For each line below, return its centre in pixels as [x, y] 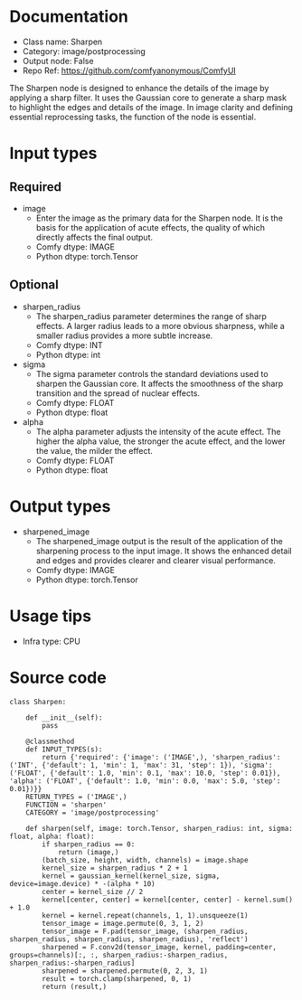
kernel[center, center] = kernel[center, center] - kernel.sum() [168, 900]
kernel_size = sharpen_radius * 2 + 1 [115, 868]
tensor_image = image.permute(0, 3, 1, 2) [123, 923]
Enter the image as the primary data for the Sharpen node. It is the [159, 218]
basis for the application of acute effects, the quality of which [150, 227]
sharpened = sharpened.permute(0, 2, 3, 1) [125, 971]
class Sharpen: [38, 702]
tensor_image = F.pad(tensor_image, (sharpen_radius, [145, 931]
